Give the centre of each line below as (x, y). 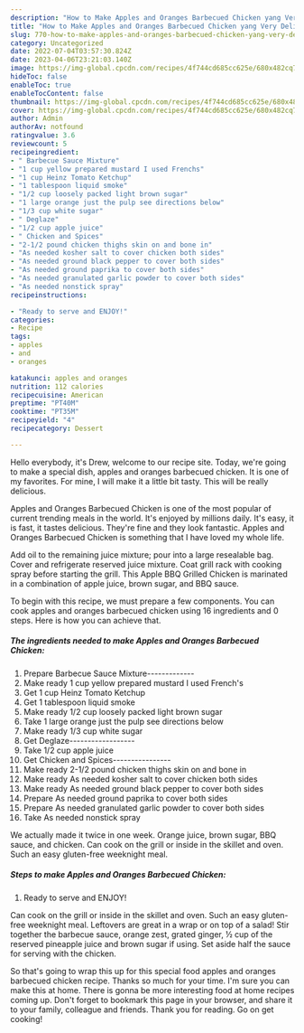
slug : (20, 34)
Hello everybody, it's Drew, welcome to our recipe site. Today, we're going (148, 462)
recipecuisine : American (57, 395)
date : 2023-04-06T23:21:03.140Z (71, 60)
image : (23, 69)
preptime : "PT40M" (45, 403)
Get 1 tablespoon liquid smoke (79, 702)
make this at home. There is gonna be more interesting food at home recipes (152, 990)
